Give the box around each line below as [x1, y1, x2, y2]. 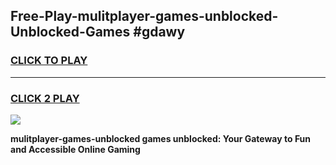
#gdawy [133, 24, 186, 41]
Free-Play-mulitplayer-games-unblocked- [10, 8, 279, 25]
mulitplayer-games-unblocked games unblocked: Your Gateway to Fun [10, 132, 312, 144]
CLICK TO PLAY [10, 54, 88, 68]
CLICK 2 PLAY [10, 91, 80, 105]
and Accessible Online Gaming [10, 143, 141, 155]
